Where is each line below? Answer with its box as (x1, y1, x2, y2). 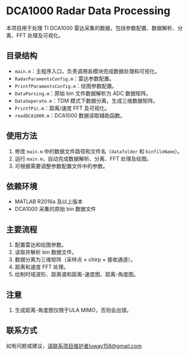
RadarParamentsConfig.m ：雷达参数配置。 (14, 75, 115, 82)
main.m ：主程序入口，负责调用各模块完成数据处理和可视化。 (14, 67, 161, 74)
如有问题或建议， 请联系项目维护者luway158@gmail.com (6, 342, 142, 349)
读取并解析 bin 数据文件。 (14, 249, 77, 256)
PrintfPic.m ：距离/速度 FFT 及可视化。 (14, 105, 110, 112)
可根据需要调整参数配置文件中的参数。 (14, 162, 108, 170)
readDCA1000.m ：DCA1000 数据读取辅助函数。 (14, 112, 126, 119)
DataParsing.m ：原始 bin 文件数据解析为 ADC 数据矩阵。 (14, 90, 152, 97)
